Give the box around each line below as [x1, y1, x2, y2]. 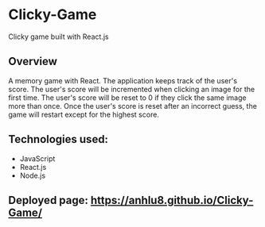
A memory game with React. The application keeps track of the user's [8, 75, 237, 85]
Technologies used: [8, 133, 109, 146]
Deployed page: [8, 193, 89, 207]
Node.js [19, 171, 46, 180]
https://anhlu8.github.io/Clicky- [90, 193, 254, 207]
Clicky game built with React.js [8, 32, 109, 41]
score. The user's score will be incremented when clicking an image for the [8, 84, 255, 94]
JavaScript [19, 153, 56, 164]
